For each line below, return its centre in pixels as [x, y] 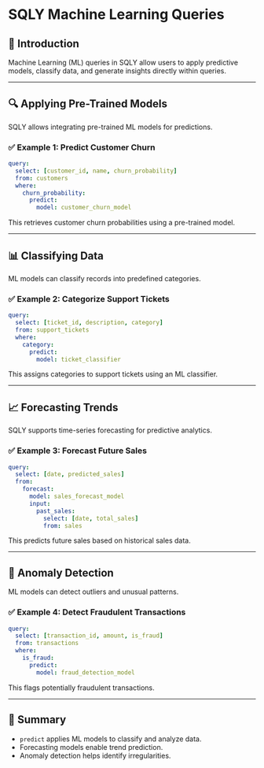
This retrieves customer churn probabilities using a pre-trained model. [122, 223]
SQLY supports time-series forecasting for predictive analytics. [110, 430]
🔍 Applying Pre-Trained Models [88, 104]
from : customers [42, 178]
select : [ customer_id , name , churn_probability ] [96, 171]
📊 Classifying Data [56, 256]
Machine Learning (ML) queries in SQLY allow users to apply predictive [123, 62]
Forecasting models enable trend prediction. [91, 747]
